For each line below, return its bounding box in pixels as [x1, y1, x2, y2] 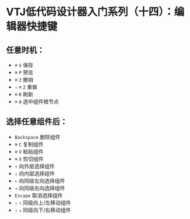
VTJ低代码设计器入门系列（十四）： [6, 5, 174, 19]
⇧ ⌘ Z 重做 [14, 84, 38, 91]
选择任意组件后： [6, 117, 68, 127]
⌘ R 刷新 [14, 91, 34, 98]
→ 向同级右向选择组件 [14, 185, 65, 192]
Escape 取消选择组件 [14, 192, 63, 199]
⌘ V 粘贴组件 [14, 148, 44, 155]
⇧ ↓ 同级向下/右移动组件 [14, 206, 71, 213]
